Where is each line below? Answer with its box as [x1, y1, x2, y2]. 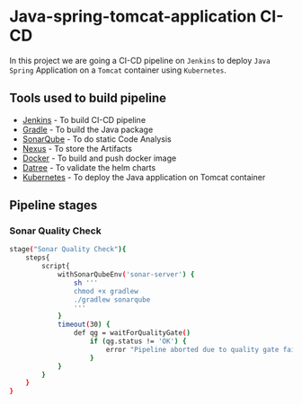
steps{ [25, 253, 50, 262]
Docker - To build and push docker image [22, 153, 177, 163]
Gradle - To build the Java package [22, 124, 154, 135]
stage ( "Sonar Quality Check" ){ [9, 245, 127, 254]
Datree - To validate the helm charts [22, 162, 156, 172]
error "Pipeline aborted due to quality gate [105, 345, 280, 354]
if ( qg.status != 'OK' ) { [89, 337, 187, 347]
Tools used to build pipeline [9, 91, 166, 106]
